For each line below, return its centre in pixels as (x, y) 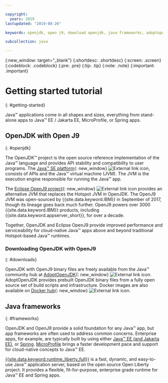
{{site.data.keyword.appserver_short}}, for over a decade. (65, 215)
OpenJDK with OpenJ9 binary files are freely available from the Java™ (77, 269)
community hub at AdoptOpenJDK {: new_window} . (78, 275)
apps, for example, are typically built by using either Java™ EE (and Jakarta (82, 338)
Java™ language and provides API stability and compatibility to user (74, 163)
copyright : (16, 14)
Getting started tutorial (54, 91)
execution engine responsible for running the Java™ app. (63, 179)
